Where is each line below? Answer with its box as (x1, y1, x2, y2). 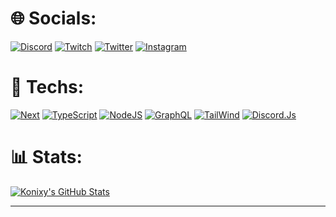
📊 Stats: (10, 146, 83, 169)
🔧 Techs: (10, 76, 85, 99)
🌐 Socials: (10, 7, 97, 30)
